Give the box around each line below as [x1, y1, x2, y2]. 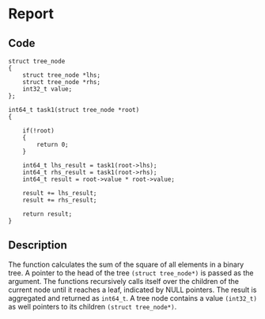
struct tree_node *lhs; [22, 71, 101, 79]
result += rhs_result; [22, 196, 97, 204]
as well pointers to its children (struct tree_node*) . [8, 302, 177, 311]
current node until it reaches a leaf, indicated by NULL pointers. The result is [8, 285, 257, 294]
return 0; [36, 140, 69, 148]
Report [8, 5, 54, 23]
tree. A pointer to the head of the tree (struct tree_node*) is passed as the [8, 267, 254, 278]
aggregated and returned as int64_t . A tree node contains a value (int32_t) [8, 293, 257, 302]
